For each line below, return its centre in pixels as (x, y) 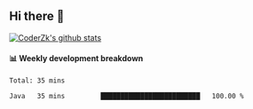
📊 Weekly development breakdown (76, 58)
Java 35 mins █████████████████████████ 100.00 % (126, 97)
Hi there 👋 (37, 16)
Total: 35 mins (37, 81)
